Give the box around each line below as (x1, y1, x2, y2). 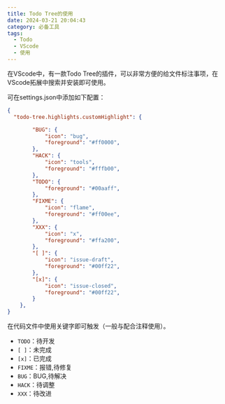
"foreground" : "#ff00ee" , (44, 211, 120, 218)
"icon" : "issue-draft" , (44, 256, 114, 263)
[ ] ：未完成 (17, 346, 52, 354)
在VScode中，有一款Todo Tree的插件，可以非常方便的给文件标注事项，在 (7, 69, 219, 78)
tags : (7, 29, 23, 37)
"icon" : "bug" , (44, 132, 89, 140)
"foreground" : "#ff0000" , (44, 139, 120, 146)
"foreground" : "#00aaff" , (44, 185, 120, 192)
